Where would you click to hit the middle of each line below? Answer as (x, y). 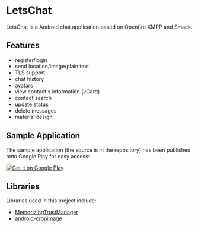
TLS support (30, 73)
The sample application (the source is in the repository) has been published (98, 150)
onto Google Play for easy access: (48, 156)
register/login (31, 60)
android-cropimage (38, 218)
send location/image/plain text (52, 66)
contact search (33, 98)
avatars (24, 85)
